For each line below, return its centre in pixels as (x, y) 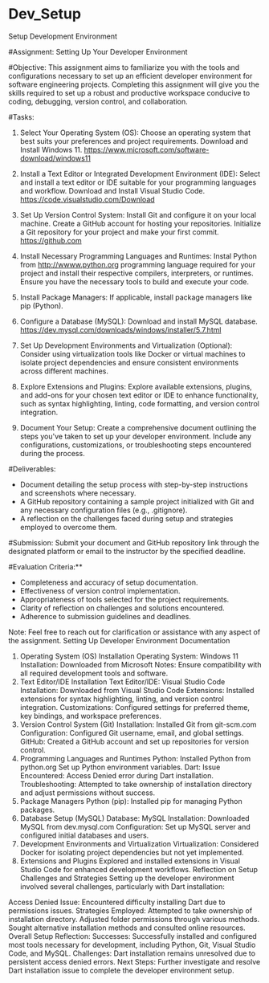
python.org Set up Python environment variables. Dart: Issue (120, 767)
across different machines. (64, 371)
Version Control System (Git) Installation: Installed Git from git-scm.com (138, 724)
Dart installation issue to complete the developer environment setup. (121, 970)
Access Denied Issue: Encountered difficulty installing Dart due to (117, 902)
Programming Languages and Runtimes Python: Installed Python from (135, 758)
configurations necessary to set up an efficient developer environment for (130, 75)
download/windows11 (55, 158)
